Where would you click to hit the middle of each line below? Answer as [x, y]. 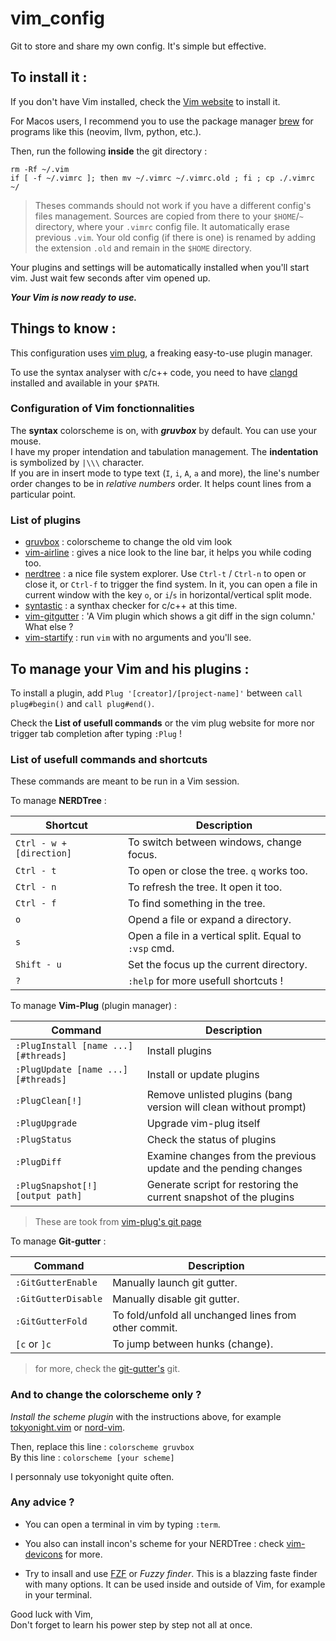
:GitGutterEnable [56, 1283]
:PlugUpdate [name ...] [72, 1070]
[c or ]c [33, 1344]
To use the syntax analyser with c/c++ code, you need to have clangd [154, 372]
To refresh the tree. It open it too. [205, 887]
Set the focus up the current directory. [217, 965]
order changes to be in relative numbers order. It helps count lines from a [161, 483]
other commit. [145, 1328]
